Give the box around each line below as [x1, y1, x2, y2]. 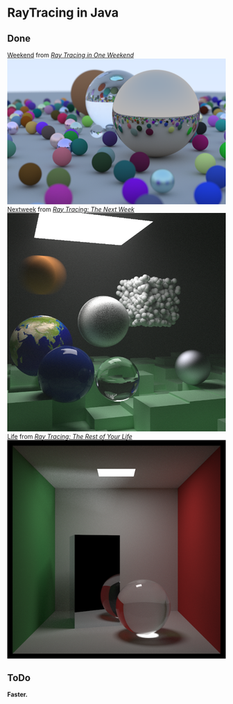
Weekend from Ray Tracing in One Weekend [7, 51, 134, 59]
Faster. [7, 690, 28, 698]
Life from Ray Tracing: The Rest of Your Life [7, 432, 133, 440]
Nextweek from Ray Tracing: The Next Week [7, 205, 135, 213]
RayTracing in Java [7, 5, 119, 21]
